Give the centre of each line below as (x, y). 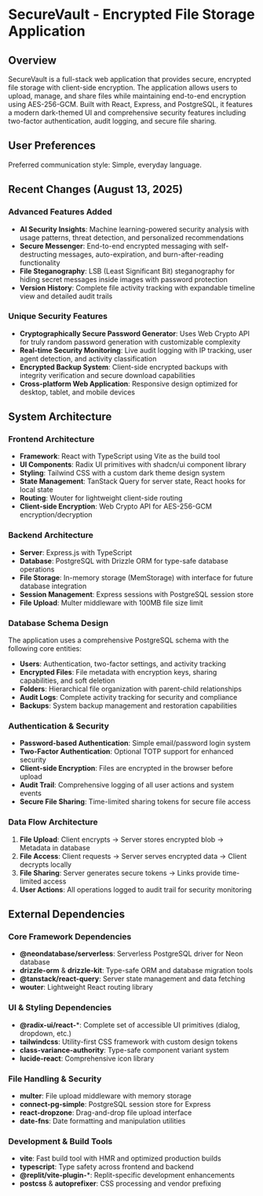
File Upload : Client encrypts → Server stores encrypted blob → (122, 839)
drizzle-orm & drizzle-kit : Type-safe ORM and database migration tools (136, 971)
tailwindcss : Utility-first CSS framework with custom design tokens (128, 1042)
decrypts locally (46, 865)
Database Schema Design (58, 623)
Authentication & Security (59, 726)
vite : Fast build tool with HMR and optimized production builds (120, 1158)
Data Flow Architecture (53, 822)
